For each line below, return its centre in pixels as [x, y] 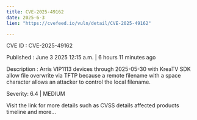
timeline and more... [31, 112]
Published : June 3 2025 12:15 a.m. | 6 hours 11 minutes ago [81, 58]
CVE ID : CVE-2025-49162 [40, 45]
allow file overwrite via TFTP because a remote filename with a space [94, 76]
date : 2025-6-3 [26, 18]
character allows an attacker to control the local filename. [78, 82]
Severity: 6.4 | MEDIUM [36, 94]
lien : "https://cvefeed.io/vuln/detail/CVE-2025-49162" [79, 23]
